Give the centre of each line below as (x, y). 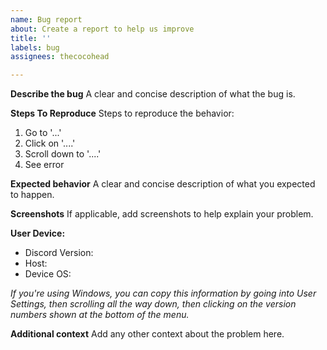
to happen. (32, 195)
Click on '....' (50, 143)
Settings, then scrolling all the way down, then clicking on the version (153, 304)
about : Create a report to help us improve (102, 29)
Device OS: (48, 274)
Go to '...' (43, 133)
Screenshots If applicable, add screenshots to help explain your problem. (162, 214)
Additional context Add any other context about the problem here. (147, 334)
